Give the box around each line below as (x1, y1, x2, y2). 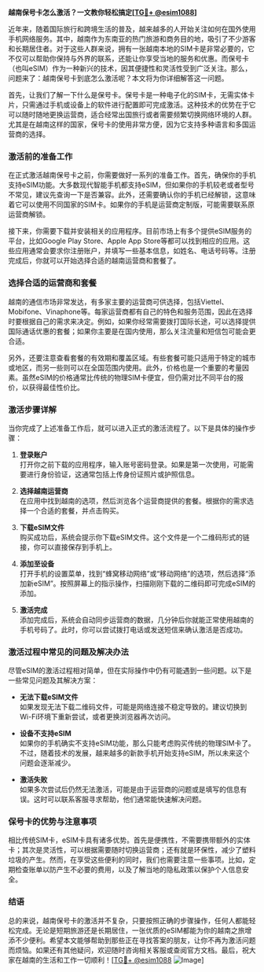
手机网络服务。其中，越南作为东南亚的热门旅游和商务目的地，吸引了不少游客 (8, 35, 256, 43)
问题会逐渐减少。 (19, 758, 75, 768)
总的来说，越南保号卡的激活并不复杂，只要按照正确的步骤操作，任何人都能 (8, 915, 249, 925)
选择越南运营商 (19, 486, 68, 495)
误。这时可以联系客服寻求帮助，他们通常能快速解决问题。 (19, 794, 206, 804)
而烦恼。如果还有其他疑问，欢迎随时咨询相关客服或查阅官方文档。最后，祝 (8, 945, 249, 955)
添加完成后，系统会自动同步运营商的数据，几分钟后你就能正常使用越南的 (19, 615, 254, 624)
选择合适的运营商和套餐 (8, 278, 97, 289)
